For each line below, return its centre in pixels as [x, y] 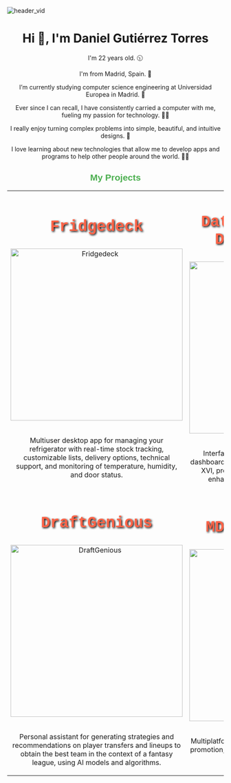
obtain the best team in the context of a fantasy [97, 754]
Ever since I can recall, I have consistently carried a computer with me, [115, 107]
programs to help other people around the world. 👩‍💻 [115, 156]
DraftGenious [97, 523]
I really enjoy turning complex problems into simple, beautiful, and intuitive [115, 128]
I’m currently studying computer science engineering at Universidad [115, 87]
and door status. [96, 475]
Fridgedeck [97, 227]
